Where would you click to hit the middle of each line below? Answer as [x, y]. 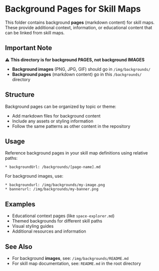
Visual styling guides [33, 226]
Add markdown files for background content [56, 116]
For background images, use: [34, 176]
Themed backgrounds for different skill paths [57, 221]
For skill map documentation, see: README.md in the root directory [77, 263]
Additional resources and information [49, 231]
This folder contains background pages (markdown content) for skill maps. [80, 22]
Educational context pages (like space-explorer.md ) [63, 216]
